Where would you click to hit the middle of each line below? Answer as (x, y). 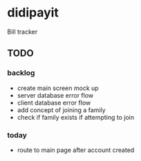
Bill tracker (22, 32)
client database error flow (54, 103)
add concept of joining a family (61, 110)
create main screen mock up (58, 88)
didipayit (33, 13)
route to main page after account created (76, 150)
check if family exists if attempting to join (76, 117)
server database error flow (55, 95)
